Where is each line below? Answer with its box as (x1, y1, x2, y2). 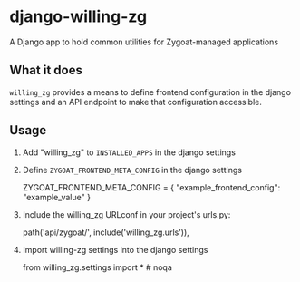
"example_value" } (22, 191, 91, 202)
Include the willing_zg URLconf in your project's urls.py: (22, 209, 231, 219)
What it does (9, 63, 83, 78)
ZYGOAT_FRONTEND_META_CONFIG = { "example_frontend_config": (22, 181, 281, 192)
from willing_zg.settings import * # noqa (22, 261, 172, 273)
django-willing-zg (9, 6, 148, 27)
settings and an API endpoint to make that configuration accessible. (9, 96, 263, 107)
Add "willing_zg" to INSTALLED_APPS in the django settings (22, 147, 236, 158)
